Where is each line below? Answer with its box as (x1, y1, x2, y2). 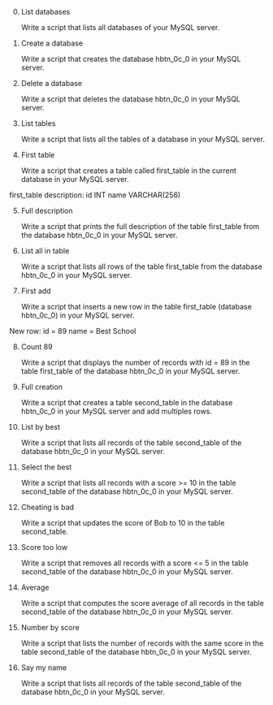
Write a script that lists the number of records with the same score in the (20, 638, 264, 648)
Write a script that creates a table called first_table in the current (20, 166, 236, 175)
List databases (20, 7, 71, 16)
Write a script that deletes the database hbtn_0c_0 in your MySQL (20, 94, 241, 104)
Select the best (20, 462, 72, 472)
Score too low (20, 543, 68, 551)
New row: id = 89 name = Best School (9, 327, 136, 335)
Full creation (20, 382, 63, 391)
